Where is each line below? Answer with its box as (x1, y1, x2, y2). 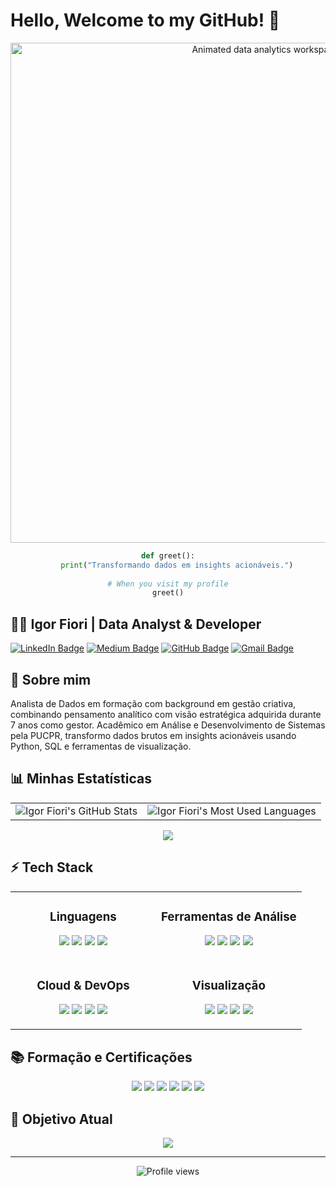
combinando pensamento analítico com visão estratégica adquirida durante (10, 708, 322, 720)
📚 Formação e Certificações (10, 1049, 193, 1066)
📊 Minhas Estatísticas (10, 770, 152, 788)
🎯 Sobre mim (10, 671, 92, 688)
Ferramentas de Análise (160, 909, 297, 924)
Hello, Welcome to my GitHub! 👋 (10, 9, 281, 32)
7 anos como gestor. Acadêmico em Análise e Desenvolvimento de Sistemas (10, 719, 326, 731)
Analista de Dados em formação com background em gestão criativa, (10, 697, 297, 709)
